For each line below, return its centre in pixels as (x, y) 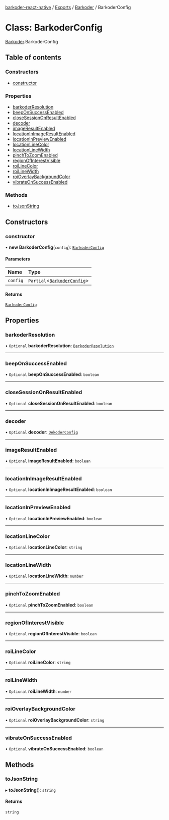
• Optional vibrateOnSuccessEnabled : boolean (55, 749)
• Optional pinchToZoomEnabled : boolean (49, 605)
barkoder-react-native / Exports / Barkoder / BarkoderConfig (68, 7)
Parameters (18, 259)
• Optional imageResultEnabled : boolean (48, 461)
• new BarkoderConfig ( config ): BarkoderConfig (55, 247)
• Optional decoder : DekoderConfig (41, 432)
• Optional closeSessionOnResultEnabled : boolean (59, 403)
